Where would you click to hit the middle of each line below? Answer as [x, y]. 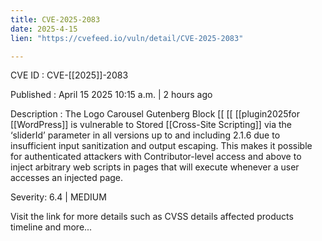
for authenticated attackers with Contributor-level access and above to [156, 157]
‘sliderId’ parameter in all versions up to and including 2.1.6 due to [145, 135]
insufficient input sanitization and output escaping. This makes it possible [161, 146]
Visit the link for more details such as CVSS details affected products [152, 217]
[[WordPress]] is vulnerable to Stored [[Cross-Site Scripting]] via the [151, 125]
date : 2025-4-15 [44, 29]
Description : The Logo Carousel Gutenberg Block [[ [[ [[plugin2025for [155, 114]
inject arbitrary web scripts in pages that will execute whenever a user [155, 167]
